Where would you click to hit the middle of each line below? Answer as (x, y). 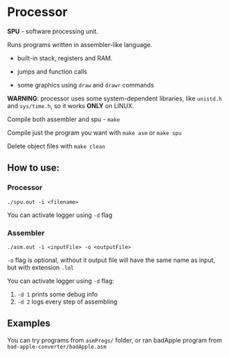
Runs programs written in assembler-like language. (80, 44)
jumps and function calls (52, 71)
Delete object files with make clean (56, 146)
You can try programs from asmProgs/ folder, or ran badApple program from (115, 340)
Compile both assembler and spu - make (64, 119)
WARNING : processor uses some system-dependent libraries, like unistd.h (115, 98)
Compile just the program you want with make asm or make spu (94, 132)
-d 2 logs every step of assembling (67, 302)
